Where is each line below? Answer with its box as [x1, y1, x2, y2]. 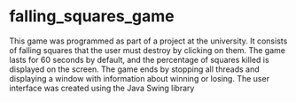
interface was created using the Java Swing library [9, 82, 195, 93]
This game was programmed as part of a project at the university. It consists [9, 35, 288, 46]
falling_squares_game [9, 6, 175, 27]
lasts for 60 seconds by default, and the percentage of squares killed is [9, 54, 269, 65]
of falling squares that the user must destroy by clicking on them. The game [9, 44, 286, 55]
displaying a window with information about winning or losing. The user [9, 73, 270, 83]
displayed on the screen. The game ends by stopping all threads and [9, 64, 260, 75]
